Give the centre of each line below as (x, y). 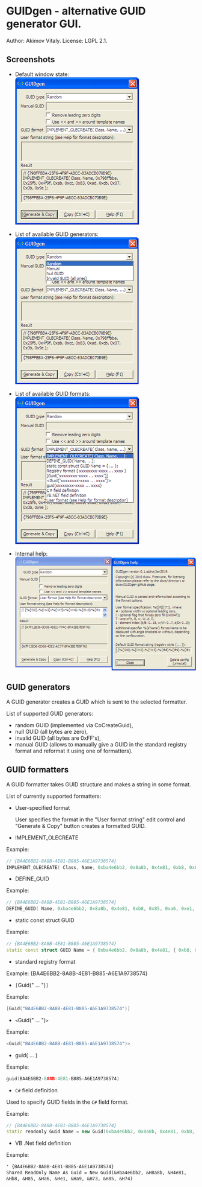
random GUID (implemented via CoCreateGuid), (74, 725)
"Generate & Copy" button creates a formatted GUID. (80, 826)
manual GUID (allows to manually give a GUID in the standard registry (101, 744)
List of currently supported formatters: (54, 796)
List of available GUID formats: (53, 393)
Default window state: (42, 74)
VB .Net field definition (43, 1143)
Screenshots (31, 59)
